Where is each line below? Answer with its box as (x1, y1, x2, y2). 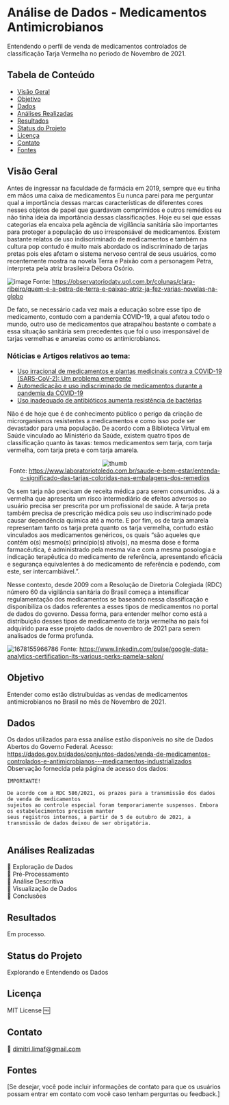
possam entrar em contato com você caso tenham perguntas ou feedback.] (7, 1090, 220, 1098)
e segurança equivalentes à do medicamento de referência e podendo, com (7, 560, 221, 568)
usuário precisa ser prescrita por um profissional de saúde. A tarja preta (7, 501, 210, 510)
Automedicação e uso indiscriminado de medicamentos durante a (16, 381, 203, 390)
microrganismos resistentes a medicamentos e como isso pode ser (7, 416, 196, 425)
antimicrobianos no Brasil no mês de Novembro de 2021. (7, 698, 166, 706)
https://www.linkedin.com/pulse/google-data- (79, 645, 208, 653)
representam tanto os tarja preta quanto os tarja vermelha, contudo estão (7, 523, 214, 532)
